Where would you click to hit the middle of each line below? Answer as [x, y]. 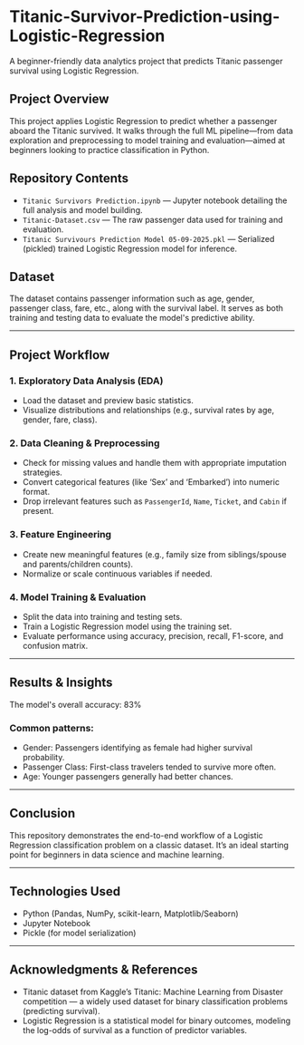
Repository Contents [69, 179]
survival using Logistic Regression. [74, 71]
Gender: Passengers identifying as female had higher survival [138, 748]
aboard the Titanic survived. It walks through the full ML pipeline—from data [152, 131]
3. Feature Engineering [60, 535]
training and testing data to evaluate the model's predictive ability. [132, 318]
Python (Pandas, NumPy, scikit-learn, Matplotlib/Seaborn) [130, 914]
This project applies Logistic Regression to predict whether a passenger [143, 121]
